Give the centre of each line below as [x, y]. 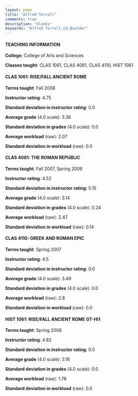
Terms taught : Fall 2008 [30, 88]
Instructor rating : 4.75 [28, 98]
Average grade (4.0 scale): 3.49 [38, 278]
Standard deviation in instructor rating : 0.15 [51, 188]
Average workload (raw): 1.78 [36, 379]
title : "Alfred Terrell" [31, 15]
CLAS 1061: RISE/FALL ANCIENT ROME [46, 77]
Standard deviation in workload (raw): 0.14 [50, 227]
